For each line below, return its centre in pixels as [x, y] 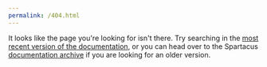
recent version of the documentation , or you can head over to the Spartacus [133, 46]
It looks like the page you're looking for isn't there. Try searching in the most [133, 38]
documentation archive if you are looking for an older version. [110, 54]
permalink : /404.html [44, 15]
